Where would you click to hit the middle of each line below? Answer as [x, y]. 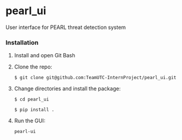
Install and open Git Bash [44, 56]
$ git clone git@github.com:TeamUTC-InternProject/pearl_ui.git [95, 78]
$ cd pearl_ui [31, 100]
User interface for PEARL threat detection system [66, 27]
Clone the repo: [33, 67]
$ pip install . [34, 110]
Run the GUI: [30, 121]
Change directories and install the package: [67, 89]
